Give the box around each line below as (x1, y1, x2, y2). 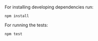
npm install (4, 14, 29, 19)
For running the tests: (4, 22, 48, 28)
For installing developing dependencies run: (4, 4, 94, 10)
